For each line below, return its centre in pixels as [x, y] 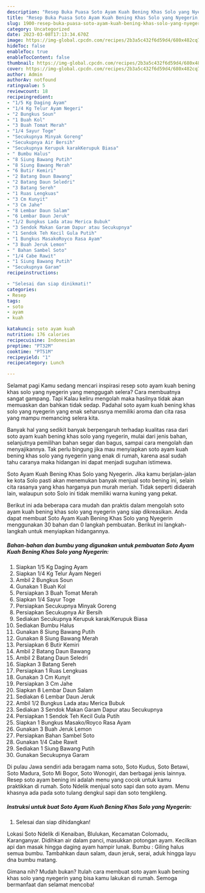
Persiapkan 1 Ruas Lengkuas [51, 671]
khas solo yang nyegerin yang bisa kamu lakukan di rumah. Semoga [92, 878]
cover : [15, 69]
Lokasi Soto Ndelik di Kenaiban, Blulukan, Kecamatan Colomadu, [88, 834]
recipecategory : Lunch [36, 363]
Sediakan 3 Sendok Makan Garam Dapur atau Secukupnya [89, 710]
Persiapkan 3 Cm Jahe [44, 684]
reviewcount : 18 [27, 91]
